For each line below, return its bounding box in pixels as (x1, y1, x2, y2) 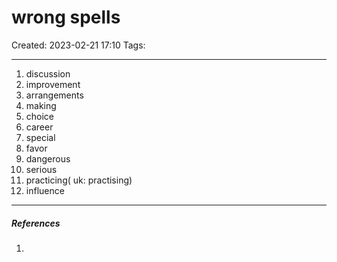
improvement (25, 78, 81, 90)
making (25, 99, 57, 111)
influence (25, 184, 65, 196)
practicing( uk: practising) (25, 174, 133, 186)
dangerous (25, 152, 71, 165)
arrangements (25, 89, 84, 101)
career (25, 121, 54, 133)
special (25, 131, 56, 143)
